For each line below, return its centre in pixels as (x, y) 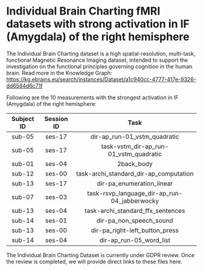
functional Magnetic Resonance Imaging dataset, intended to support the (97, 60)
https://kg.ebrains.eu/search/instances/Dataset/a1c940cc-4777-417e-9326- (101, 79)
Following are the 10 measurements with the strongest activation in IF (92, 97)
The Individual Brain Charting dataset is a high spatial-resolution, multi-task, (101, 53)
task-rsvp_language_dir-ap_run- (135, 193)
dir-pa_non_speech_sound (135, 220)
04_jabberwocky (135, 201)
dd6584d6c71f (24, 85)
